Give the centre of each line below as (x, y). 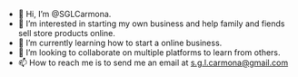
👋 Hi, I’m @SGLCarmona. (65, 14)
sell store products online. (66, 33)
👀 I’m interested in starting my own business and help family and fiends (151, 24)
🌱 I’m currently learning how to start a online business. (120, 43)
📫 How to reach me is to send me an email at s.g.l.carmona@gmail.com (153, 63)
